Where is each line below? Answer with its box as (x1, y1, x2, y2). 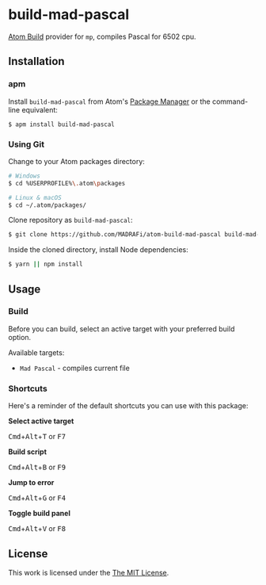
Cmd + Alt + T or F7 (8, 432, 66, 442)
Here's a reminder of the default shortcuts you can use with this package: (8, 401, 249, 411)
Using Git (8, 139, 45, 150)
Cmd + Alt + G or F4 (8, 493, 66, 503)
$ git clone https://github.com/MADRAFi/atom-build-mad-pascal (8, 231, 222, 239)
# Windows (8, 172, 41, 180)
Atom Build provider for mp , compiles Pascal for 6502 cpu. (8, 32, 196, 41)
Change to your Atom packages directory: (8, 156, 145, 166)
